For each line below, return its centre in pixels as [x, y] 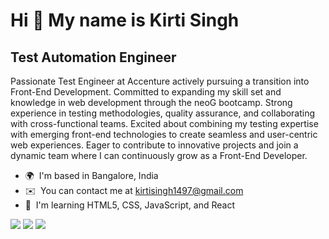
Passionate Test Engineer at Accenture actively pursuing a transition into [160, 81]
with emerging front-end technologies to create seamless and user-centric [164, 134]
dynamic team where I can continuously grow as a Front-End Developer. [159, 155]
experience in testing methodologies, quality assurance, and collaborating [163, 113]
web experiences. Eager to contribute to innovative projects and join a [154, 145]
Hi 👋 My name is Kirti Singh [125, 20]
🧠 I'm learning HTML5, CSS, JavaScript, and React [129, 205]
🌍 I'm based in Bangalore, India [91, 175]
